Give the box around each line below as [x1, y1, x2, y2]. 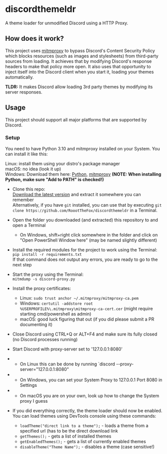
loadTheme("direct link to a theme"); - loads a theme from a [19, 422, 149, 429]
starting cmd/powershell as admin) [19, 311, 92, 317]
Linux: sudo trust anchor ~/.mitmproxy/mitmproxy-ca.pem [19, 295, 139, 301]
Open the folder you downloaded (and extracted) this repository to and [12, 217, 159, 223]
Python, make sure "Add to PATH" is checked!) [5, 176, 104, 182]
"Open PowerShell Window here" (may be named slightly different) [19, 237, 158, 243]
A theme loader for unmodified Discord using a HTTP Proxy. [5, 20, 129, 26]
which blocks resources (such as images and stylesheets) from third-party [5, 53, 159, 59]
